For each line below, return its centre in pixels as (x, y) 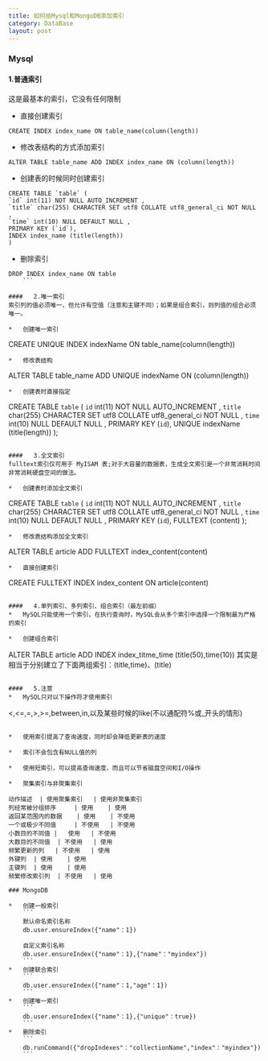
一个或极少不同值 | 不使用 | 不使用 (72, 825)
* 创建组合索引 (33, 638)
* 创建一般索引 (33, 906)
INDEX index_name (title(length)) (66, 235)
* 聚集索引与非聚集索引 (45, 783)
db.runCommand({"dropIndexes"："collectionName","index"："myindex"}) (142, 1047)
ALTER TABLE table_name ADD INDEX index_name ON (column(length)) (122, 162)
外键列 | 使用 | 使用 (47, 859)
